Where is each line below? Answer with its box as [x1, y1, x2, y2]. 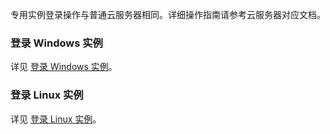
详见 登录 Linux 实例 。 [10, 113, 102, 125]
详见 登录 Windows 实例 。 [10, 61, 118, 73]
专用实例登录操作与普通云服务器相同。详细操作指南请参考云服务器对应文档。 [10, 9, 326, 20]
